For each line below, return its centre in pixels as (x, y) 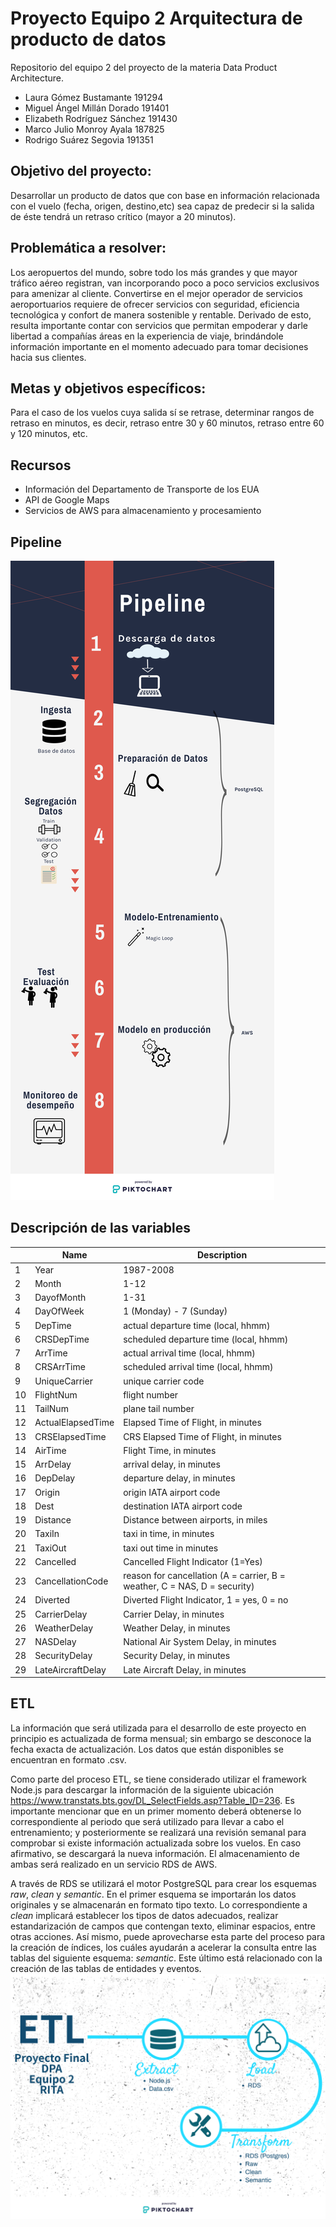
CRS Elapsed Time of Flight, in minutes (202, 1436)
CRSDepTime (62, 1339)
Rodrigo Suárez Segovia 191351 (89, 139)
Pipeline (36, 542)
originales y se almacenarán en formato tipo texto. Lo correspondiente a (159, 1904)
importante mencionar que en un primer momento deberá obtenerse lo (156, 1811)
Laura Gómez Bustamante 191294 (94, 97)
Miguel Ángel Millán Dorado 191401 (97, 108)
